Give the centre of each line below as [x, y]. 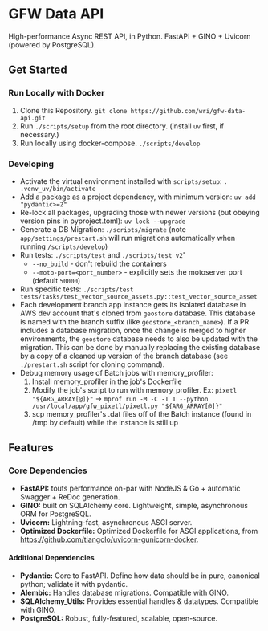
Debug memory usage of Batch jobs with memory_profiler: [117, 372]
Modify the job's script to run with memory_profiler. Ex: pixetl [134, 389]
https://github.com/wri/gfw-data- [188, 111]
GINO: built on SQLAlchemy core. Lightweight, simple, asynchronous [134, 505]
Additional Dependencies [51, 558]
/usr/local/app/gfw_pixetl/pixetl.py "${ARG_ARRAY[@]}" [127, 406]
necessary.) [39, 134]
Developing [31, 164]
